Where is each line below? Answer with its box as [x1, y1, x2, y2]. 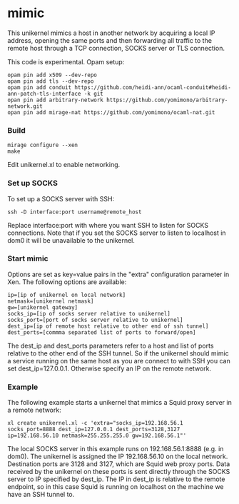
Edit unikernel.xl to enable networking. [7, 161, 121, 169]
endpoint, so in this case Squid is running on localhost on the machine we [7, 483, 224, 491]
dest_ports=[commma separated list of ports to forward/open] [7, 328, 196, 336]
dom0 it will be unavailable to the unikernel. [7, 236, 136, 244]
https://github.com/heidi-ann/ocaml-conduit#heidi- [74, 84, 232, 91]
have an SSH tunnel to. [7, 490, 75, 499]
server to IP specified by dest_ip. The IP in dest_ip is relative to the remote [7, 475, 225, 483]
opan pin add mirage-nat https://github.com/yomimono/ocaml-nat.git [7, 109, 215, 116]
